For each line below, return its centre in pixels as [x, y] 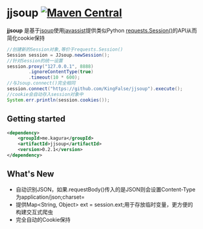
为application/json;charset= [50, 197]
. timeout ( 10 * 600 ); [54, 78]
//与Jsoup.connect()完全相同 [41, 83]
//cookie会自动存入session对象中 [45, 94]
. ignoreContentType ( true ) [61, 72]
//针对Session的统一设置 [35, 60]
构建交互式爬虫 [34, 212]
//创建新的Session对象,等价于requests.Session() [65, 49]
